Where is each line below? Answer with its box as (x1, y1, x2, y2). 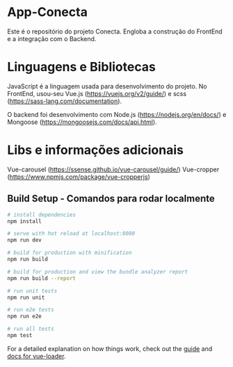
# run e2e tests (7, 306, 54, 313)
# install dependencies (7, 211, 77, 218)
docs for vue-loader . (7, 352, 66, 360)
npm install (7, 217, 42, 225)
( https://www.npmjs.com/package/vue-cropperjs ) (7, 172, 151, 181)
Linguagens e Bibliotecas (7, 59, 156, 75)
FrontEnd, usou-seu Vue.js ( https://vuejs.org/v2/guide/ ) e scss (7, 89, 186, 97)
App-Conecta (7, 4, 88, 20)
